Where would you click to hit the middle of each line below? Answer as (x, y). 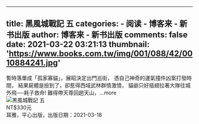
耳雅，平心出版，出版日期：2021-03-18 (54, 115)
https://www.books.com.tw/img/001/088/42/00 (101, 54)
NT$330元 (19, 107)
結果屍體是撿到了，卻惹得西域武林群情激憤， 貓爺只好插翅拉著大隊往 (101, 85)
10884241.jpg (32, 63)
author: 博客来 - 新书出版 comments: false (109, 35)
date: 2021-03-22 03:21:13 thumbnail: (78, 45)
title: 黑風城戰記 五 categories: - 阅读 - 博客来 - (92, 24)
